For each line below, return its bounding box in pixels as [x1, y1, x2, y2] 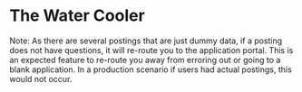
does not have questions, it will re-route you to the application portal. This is [9, 44, 294, 55]
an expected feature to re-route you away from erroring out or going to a [9, 54, 281, 65]
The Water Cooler [9, 5, 145, 26]
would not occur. [9, 73, 73, 84]
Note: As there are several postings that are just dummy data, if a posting [9, 35, 283, 46]
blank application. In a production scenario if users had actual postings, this [9, 64, 292, 75]
